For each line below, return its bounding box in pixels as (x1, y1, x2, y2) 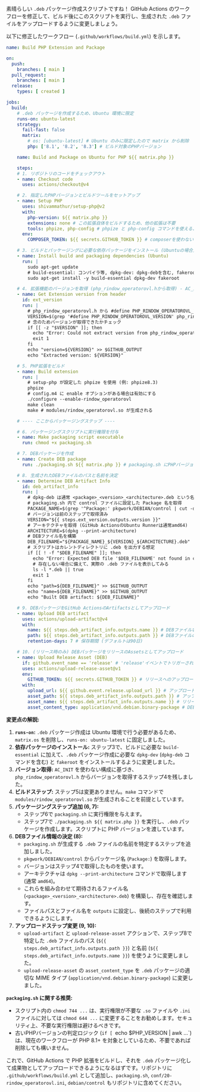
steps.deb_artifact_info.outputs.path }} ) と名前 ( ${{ (23, 944, 159, 951)
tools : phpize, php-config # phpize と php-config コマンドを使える (27, 226, 193, 232)
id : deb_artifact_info (21, 483, 79, 489)
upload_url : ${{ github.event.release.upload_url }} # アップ (27, 688, 183, 694)
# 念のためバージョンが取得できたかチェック (27, 319, 122, 325)
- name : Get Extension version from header (17, 291, 127, 298)
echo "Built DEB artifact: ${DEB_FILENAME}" (27, 594, 140, 600)
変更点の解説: (6, 716, 40, 723)
